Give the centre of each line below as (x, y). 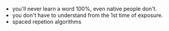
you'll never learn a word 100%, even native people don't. (84, 9)
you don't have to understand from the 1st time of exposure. (88, 15)
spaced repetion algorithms (47, 22)
